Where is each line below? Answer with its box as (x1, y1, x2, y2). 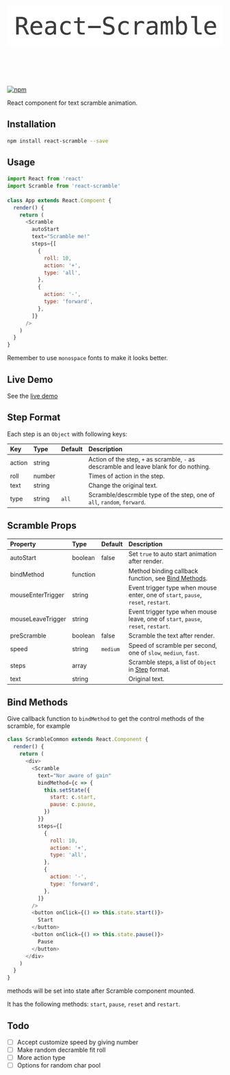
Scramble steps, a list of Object (128, 658, 216, 666)
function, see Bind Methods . (128, 574, 208, 582)
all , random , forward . (88, 498, 146, 507)
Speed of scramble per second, (128, 641, 218, 649)
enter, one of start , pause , (128, 590, 202, 599)
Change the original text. (88, 481, 157, 490)
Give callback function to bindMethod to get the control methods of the (7, 715, 205, 723)
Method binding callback (128, 566, 199, 575)
